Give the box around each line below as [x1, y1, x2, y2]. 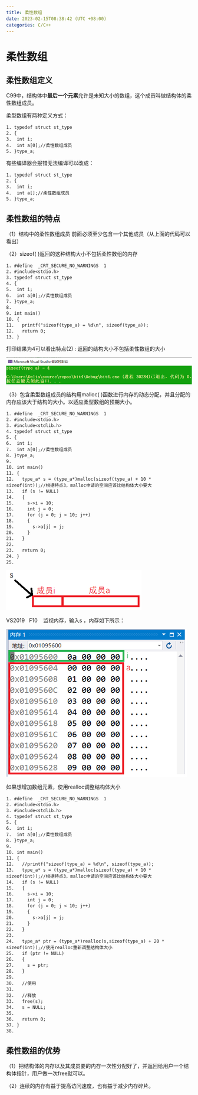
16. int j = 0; [6, 506, 54, 512]
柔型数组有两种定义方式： [6, 112, 68, 119]
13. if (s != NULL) [6, 488, 60, 494]
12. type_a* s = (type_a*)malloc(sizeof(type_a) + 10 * [6, 476, 151, 483]
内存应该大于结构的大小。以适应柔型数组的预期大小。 [6, 399, 136, 406]
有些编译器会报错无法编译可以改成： [6, 159, 94, 167]
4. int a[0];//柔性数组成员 [6, 142, 72, 149]
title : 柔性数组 [6, 9, 42, 15]
